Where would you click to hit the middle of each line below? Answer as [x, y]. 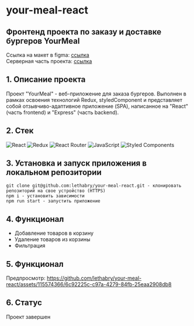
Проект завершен [28, 317]
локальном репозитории [54, 172]
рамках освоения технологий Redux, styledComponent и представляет [94, 99]
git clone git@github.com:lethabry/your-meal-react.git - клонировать [94, 186]
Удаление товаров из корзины [52, 239]
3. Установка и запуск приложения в [77, 164]
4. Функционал [35, 219]
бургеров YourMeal [43, 41]
